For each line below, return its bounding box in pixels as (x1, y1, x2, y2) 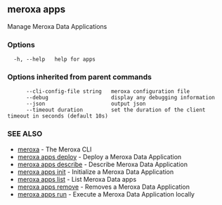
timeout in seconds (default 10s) (7, 113, 109, 120)
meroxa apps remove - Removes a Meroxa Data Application (17, 182, 190, 191)
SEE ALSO (7, 129, 43, 139)
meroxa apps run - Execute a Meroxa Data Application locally (17, 190, 195, 198)
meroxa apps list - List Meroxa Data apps (17, 175, 137, 183)
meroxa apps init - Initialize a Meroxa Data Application (17, 167, 174, 176)
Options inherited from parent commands (7, 72, 152, 82)
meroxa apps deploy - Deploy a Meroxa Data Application (17, 152, 182, 161)
